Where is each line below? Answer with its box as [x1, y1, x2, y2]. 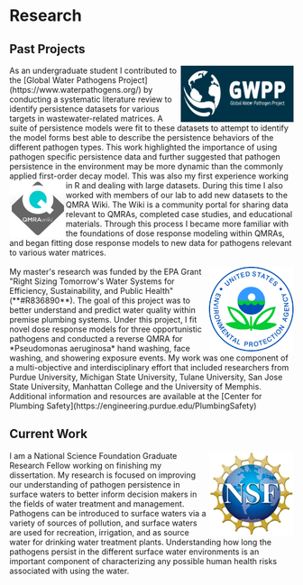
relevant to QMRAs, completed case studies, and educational [66, 209, 293, 219]
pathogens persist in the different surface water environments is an [9, 546, 260, 557]
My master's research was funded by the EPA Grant [9, 267, 202, 277]
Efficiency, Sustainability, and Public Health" [9, 286, 174, 296]
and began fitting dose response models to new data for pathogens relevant [9, 238, 292, 248]
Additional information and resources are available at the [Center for [9, 391, 262, 401]
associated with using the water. [9, 565, 130, 576]
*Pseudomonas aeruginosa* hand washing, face [9, 343, 191, 353]
